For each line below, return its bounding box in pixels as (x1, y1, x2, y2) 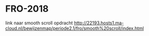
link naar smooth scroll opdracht (5, 20, 73, 26)
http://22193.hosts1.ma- (74, 20, 124, 26)
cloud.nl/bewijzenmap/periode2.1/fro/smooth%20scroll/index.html (5, 25, 144, 31)
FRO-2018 (5, 3, 49, 15)
